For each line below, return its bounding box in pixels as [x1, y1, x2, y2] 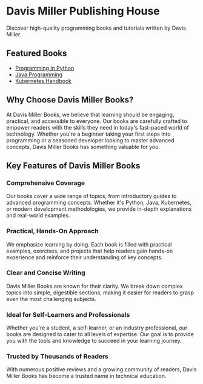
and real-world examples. [6, 212, 70, 219]
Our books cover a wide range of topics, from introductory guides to [6, 193, 177, 200]
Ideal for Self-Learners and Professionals [6, 310, 130, 319]
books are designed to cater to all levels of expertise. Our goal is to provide [6, 331, 194, 338]
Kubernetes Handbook [15, 77, 72, 84]
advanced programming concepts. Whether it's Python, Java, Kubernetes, [6, 199, 192, 207]
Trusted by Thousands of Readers [6, 353, 109, 361]
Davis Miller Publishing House [6, 4, 160, 18]
